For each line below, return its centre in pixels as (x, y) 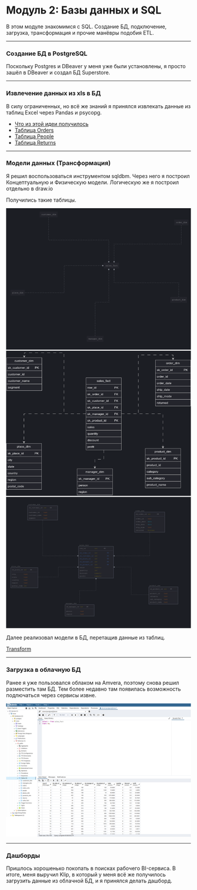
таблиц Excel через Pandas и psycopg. (54, 112)
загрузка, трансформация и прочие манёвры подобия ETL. (80, 32)
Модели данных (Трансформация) (58, 163)
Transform (18, 649)
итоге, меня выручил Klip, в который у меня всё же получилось (86, 875)
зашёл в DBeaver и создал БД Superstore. (58, 73)
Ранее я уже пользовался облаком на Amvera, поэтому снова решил (93, 682)
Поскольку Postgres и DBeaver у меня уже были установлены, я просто (96, 66)
